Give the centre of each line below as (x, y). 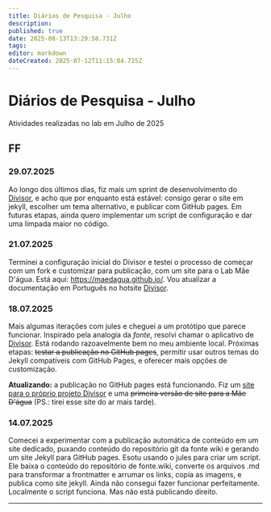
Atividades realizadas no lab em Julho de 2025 (86, 123)
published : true (35, 31)
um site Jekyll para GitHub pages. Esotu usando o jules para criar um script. (135, 458)
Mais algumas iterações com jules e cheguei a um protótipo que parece (127, 326)
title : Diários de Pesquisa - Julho (70, 16)
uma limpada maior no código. (59, 224)
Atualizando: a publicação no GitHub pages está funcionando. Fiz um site (131, 385)
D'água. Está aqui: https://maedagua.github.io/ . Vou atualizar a (112, 279)
